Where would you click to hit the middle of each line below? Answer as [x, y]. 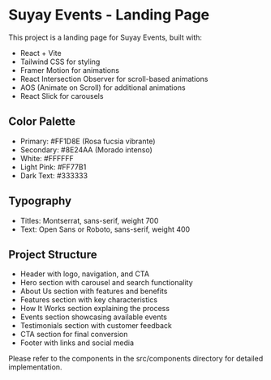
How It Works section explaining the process [95, 309]
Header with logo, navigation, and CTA [85, 274]
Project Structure [53, 254]
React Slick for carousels [62, 96]
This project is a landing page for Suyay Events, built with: [105, 37]
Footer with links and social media [77, 343]
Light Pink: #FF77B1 [53, 167]
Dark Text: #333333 [54, 175]
